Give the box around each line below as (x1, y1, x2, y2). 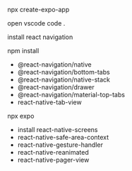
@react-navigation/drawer (17, 83, 95, 91)
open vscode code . (7, 19, 66, 27)
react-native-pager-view (17, 155, 90, 164)
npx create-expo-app (7, 6, 70, 13)
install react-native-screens (17, 126, 98, 133)
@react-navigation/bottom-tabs (17, 68, 111, 76)
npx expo (7, 112, 35, 120)
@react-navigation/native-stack (17, 75, 111, 84)
